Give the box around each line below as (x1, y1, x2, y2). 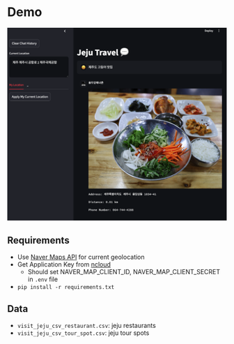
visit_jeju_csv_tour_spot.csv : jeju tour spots (17, 329, 150, 337)
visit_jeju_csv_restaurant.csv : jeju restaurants (17, 322, 157, 330)
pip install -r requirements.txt (17, 284, 115, 291)
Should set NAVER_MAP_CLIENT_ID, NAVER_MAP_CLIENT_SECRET (27, 268, 221, 276)
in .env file (27, 275, 58, 283)
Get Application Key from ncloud (17, 260, 111, 269)
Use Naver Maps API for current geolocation (17, 253, 145, 262)
